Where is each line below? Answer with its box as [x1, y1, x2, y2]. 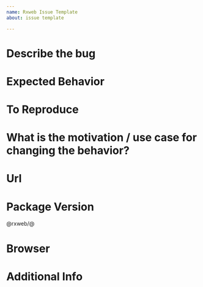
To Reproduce [6, 102, 79, 117]
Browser [6, 242, 50, 255]
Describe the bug [6, 47, 96, 60]
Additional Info [6, 269, 83, 283]
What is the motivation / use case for [6, 131, 197, 145]
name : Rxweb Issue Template [6, 9, 78, 15]
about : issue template [6, 15, 64, 21]
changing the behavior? [6, 143, 130, 158]
